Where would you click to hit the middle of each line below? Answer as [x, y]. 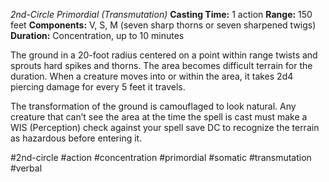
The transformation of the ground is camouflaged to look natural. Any [153, 106]
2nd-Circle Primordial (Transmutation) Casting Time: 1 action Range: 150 [161, 14]
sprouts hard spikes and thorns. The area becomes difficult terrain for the [161, 65]
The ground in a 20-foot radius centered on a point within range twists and [164, 55]
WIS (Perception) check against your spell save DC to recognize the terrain [165, 127]
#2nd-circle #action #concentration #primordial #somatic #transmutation [161, 157]
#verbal [26, 168]
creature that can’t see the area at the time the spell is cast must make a [159, 117]
